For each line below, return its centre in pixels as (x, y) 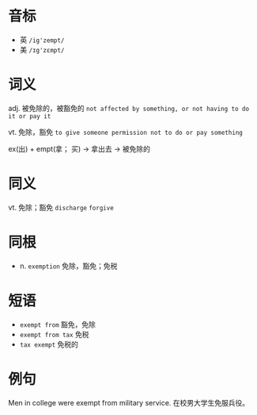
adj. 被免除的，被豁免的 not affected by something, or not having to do (129, 108)
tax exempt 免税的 (49, 344)
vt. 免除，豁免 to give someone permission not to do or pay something (125, 132)
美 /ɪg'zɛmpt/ (42, 49)
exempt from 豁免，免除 (58, 324)
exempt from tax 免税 (54, 334)
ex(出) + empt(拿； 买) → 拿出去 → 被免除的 (79, 148)
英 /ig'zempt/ (42, 40)
